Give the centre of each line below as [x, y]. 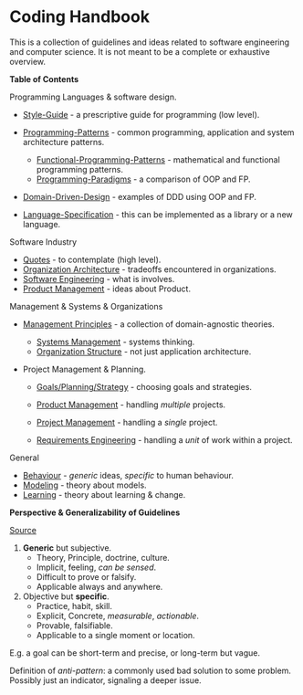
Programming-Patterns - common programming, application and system [158, 132]
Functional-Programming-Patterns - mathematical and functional [158, 159]
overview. [27, 61]
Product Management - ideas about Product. [107, 289]
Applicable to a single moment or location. [115, 635]
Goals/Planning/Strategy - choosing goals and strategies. [144, 386]
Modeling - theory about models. [85, 485]
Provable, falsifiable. [75, 625]
